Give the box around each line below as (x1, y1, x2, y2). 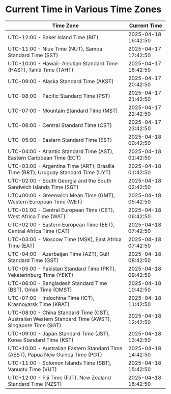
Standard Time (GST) (8, 256, 59, 264)
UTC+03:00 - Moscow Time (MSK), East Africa (8, 235, 122, 243)
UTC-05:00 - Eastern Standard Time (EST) (8, 136, 112, 143)
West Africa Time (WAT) (8, 213, 66, 220)
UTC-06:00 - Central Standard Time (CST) (8, 121, 112, 128)
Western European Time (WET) (8, 198, 82, 205)
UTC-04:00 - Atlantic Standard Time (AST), (8, 148, 114, 155)
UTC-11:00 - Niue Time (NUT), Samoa (8, 45, 103, 52)
